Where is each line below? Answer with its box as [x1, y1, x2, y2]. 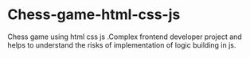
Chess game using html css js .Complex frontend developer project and [7, 32, 242, 41]
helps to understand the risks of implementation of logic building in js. [7, 40, 236, 49]
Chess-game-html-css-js [7, 6, 181, 24]
